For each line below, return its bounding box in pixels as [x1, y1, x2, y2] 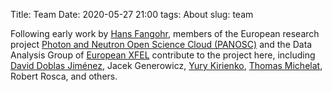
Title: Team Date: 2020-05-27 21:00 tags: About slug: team [10, 9, 254, 20]
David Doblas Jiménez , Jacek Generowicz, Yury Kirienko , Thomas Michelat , [10, 60, 323, 71]
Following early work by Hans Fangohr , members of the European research [10, 28, 320, 39]
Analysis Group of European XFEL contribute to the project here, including [10, 49, 316, 61]
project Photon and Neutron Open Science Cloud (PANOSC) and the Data [10, 39, 313, 50]
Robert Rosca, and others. [10, 70, 118, 82]
